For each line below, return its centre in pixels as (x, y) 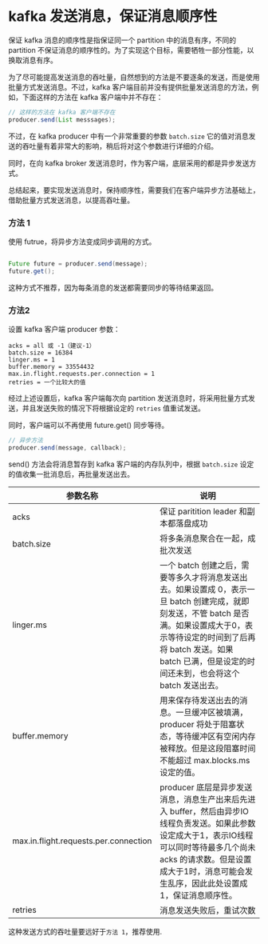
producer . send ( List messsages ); (62, 120)
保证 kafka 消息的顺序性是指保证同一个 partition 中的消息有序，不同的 (122, 40)
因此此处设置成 (219, 883)
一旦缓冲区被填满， (211, 712)
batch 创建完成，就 (206, 601)
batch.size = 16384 (41, 353)
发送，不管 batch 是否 (208, 613)
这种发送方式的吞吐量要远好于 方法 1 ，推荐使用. (85, 931)
